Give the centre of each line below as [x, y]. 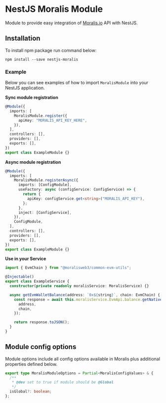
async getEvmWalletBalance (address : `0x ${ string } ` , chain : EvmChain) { [85, 295]
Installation [23, 38]
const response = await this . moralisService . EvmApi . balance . [78, 300]
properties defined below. [31, 364]
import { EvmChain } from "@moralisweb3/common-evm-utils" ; [68, 268]
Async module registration [33, 162]
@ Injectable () [20, 277]
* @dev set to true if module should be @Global [62, 382]
